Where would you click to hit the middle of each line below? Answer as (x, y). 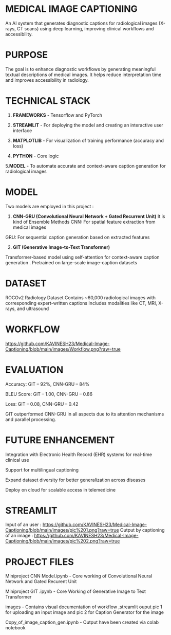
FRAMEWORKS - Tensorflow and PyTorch (58, 115)
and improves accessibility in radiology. (47, 80)
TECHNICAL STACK (48, 101)
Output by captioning (142, 530)
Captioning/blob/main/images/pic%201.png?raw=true (62, 530)
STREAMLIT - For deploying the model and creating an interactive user (88, 125)
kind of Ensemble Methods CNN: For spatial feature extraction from (84, 222)
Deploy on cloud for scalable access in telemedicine (61, 489)
